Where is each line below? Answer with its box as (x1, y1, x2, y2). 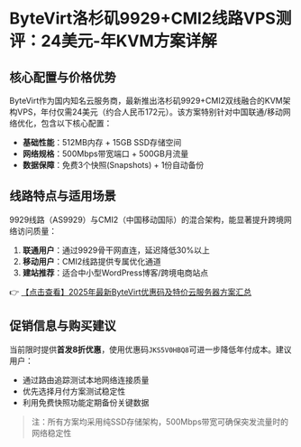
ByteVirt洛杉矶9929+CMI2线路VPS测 (9, 8, 292, 29)
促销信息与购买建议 (9, 318, 116, 334)
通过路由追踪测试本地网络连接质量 (22, 374, 150, 385)
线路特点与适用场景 (9, 189, 116, 204)
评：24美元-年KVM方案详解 (9, 31, 218, 51)
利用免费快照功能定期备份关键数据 (22, 396, 150, 407)
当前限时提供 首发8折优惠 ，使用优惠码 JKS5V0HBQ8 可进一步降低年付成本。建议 (9, 344, 292, 355)
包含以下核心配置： (40, 118, 113, 128)
